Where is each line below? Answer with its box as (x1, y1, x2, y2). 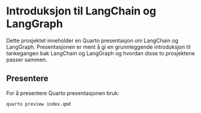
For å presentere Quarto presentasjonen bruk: (6, 89, 120, 97)
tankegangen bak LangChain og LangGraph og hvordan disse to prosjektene (6, 49, 195, 56)
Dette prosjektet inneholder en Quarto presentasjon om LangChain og (6, 37, 179, 44)
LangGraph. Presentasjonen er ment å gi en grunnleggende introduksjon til (6, 43, 191, 50)
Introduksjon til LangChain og (6, 4, 157, 18)
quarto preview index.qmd (6, 101, 71, 107)
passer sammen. (6, 56, 47, 63)
